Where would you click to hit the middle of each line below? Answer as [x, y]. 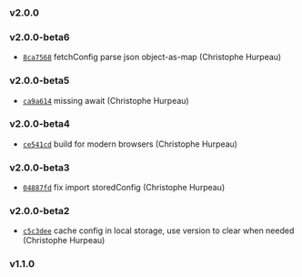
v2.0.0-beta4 [40, 124]
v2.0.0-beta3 [40, 168]
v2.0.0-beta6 [40, 36]
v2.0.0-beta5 [40, 81]
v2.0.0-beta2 [40, 211]
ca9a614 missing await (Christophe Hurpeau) [106, 100]
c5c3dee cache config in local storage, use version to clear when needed [158, 231]
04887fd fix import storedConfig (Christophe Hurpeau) [124, 188]
